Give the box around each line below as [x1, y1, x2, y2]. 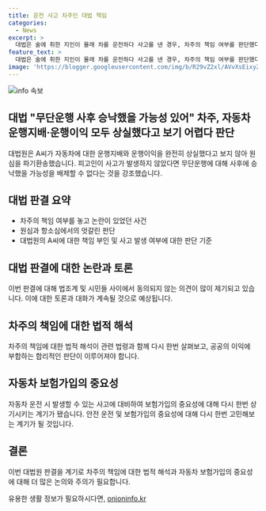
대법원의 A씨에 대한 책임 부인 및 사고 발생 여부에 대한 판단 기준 [19, 236, 212, 245]
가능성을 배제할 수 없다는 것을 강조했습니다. [28, 168, 163, 178]
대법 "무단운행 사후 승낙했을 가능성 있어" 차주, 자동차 [8, 112, 251, 125]
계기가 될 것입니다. [16, 418, 74, 428]
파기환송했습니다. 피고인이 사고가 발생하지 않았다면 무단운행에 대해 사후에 [22, 158, 249, 168]
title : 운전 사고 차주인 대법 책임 [8, 11, 108, 20]
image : [8, 63, 30, 71]
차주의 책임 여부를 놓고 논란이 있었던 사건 [19, 216, 147, 225]
